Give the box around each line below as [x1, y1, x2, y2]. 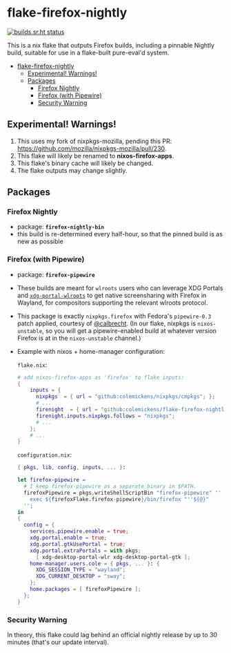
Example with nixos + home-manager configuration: [17, 347, 165, 355]
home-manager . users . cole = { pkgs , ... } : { [30, 560, 160, 567]
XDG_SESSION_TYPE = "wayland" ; [35, 567, 126, 574]
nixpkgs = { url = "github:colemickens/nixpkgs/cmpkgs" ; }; [35, 393, 216, 400]
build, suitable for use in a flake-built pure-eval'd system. [7, 48, 170, 57]
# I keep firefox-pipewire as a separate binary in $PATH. [23, 483, 197, 490]
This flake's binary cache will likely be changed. [17, 159, 154, 167]
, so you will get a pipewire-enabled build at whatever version [42, 326, 217, 334]
